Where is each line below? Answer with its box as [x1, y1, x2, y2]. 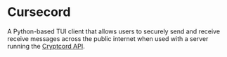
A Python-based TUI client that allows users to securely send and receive [7, 27, 220, 35]
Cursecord [7, 4, 71, 20]
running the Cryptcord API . [7, 42, 86, 50]
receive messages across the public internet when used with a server [7, 34, 209, 42]
